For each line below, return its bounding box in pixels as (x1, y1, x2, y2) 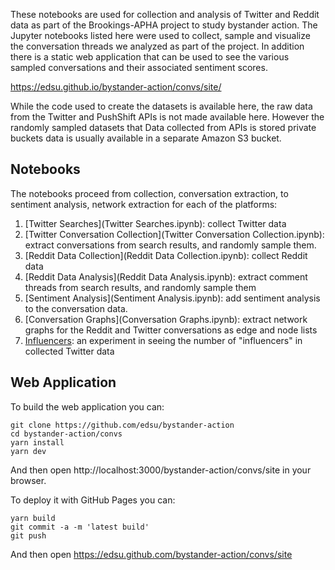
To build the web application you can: (10, 400, 165, 413)
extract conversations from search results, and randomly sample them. (24, 239, 317, 251)
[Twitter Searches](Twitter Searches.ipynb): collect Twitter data (24, 217, 287, 229)
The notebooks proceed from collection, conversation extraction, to (10, 187, 289, 199)
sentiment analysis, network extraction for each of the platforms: (10, 198, 278, 210)
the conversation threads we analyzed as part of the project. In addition (10, 40, 305, 52)
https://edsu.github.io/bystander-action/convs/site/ (10, 81, 222, 93)
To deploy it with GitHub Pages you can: (10, 494, 176, 506)
